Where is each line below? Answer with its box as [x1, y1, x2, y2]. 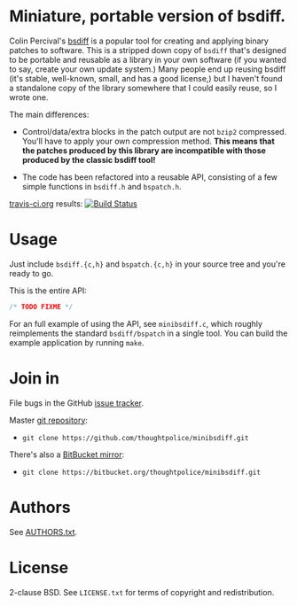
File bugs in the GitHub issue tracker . [9, 397, 145, 408]
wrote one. [9, 91, 49, 103]
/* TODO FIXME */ [9, 302, 74, 311]
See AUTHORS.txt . [9, 526, 78, 537]
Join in [9, 368, 60, 388]
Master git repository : [9, 415, 89, 425]
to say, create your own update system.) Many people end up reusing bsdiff [9, 64, 286, 74]
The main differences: [9, 109, 90, 120]
